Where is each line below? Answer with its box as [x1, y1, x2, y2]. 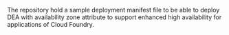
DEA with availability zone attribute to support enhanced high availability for [7, 13, 222, 21]
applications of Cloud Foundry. [7, 21, 95, 28]
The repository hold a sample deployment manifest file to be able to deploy [7, 6, 220, 14]
